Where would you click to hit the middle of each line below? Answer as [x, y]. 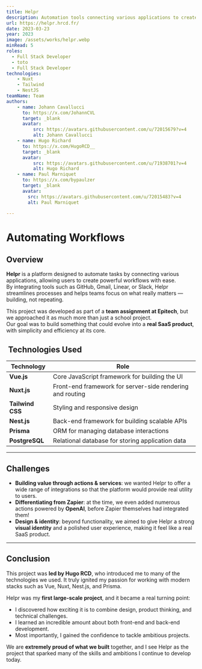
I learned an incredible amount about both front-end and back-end [97, 622]
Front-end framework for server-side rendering [121, 386]
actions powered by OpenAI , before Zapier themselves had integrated [102, 509]
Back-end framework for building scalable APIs [120, 421]
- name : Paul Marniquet [47, 174]
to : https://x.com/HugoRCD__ [59, 146]
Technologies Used [45, 349]
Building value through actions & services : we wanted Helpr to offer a [103, 483]
